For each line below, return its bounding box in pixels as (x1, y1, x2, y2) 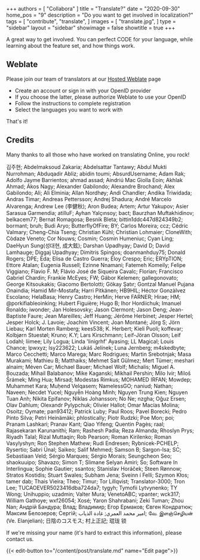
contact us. (6, 535, 34, 543)
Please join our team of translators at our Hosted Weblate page (6, 75, 161, 83)
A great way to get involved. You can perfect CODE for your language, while (6, 36, 193, 43)
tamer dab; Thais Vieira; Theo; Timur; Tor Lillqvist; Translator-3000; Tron (6, 477, 185, 485)
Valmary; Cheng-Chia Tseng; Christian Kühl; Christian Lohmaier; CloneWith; (6, 228, 193, 235)
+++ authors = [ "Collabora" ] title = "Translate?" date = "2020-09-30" (6, 5, 180, 12)
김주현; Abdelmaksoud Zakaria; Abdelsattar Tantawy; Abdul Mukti (6, 163, 167, 170)
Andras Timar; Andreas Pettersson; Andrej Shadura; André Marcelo (6, 195, 172, 202)
